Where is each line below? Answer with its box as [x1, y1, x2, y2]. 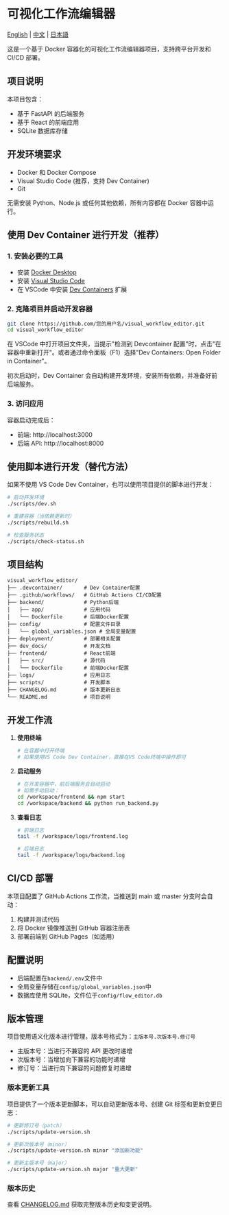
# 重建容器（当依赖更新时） [7, 513, 75, 520]
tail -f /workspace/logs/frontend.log [16, 833, 128, 840]
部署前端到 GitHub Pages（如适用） [16, 932, 119, 940]
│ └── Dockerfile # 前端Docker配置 [7, 664, 129, 672]
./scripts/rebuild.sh [7, 519, 69, 527]
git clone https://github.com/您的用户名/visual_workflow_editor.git [7, 320, 205, 327]
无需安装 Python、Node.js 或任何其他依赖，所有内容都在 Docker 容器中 [7, 198, 208, 206]
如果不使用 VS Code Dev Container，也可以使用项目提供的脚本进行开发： [7, 481, 215, 489]
